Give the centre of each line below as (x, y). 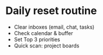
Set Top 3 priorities (37, 39)
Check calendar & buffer (44, 33)
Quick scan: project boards (47, 46)
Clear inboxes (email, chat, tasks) (54, 27)
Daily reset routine (51, 11)
